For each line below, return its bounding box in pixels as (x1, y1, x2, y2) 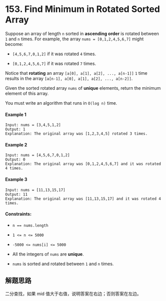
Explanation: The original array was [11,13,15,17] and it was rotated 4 (5, 196, 162, 201)
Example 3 (5, 176, 27, 182)
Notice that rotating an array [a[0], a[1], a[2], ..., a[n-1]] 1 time (5, 70, 148, 76)
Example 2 (5, 142, 27, 148)
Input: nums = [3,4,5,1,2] (5, 123, 61, 128)
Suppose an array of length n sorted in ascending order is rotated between (5, 30, 159, 36)
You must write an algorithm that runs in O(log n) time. (5, 100, 118, 106)
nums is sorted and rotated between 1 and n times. (12, 261, 114, 267)
